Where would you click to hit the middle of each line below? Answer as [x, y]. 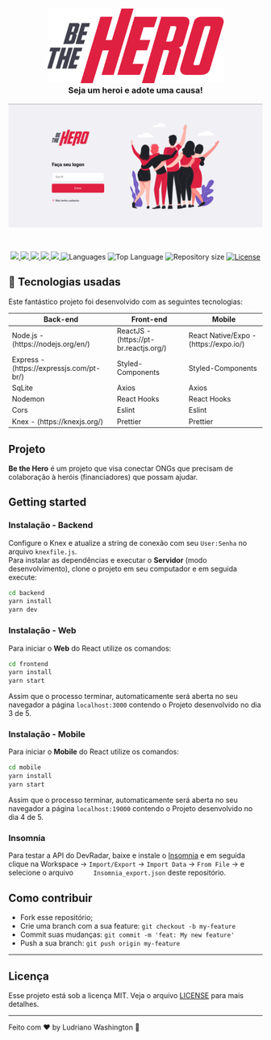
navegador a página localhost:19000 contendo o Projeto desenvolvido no [131, 809]
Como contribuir [50, 898]
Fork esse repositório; [56, 917]
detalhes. [24, 1004]
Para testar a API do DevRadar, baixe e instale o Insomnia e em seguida [127, 855]
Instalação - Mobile [47, 734]
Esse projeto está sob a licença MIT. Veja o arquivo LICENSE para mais [126, 995]
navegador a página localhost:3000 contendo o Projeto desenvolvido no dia [135, 705]
